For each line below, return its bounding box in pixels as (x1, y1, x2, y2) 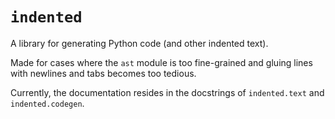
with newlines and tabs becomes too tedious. (10, 67, 197, 79)
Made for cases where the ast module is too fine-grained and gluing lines (10, 56, 313, 68)
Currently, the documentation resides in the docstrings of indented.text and (10, 86, 325, 98)
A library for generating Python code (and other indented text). (10, 37, 269, 49)
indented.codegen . (10, 97, 85, 109)
